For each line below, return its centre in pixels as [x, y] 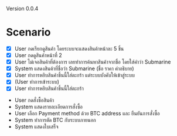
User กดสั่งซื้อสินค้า [34, 100]
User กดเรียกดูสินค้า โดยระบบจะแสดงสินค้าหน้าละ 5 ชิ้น [69, 48]
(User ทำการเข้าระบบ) [37, 82]
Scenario [28, 32]
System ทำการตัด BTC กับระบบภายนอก [55, 120]
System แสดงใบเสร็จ [36, 127]
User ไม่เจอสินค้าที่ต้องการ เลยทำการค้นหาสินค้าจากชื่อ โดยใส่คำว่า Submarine [93, 62]
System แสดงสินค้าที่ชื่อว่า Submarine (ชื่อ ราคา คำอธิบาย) [74, 69]
